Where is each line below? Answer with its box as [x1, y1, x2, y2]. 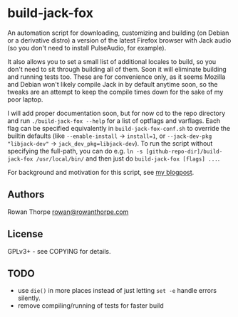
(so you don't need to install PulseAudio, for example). [7, 43, 167, 52]
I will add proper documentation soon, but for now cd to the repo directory [7, 109, 226, 117]
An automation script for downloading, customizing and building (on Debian [7, 28, 229, 37]
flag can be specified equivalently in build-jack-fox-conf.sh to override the [7, 124, 231, 132]
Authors [7, 188, 45, 200]
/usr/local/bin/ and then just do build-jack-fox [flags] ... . [36, 154, 220, 163]
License [7, 228, 43, 240]
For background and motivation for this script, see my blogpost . [7, 168, 195, 176]
